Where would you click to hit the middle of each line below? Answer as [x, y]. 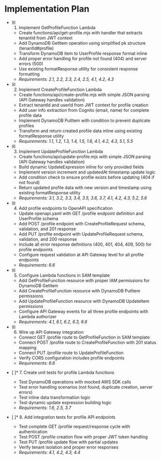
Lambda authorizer [37, 316]
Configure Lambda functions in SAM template [64, 275]
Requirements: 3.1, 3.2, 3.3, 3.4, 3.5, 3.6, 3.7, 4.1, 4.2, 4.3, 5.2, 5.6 [83, 198]
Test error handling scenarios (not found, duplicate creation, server [86, 387]
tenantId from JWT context [46, 38]
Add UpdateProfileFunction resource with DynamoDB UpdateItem [84, 301]
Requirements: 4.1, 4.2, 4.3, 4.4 [50, 452]
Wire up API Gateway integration [51, 332]
